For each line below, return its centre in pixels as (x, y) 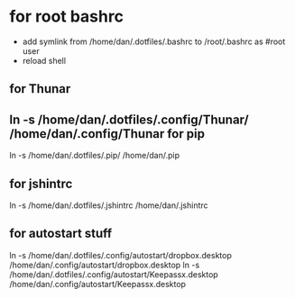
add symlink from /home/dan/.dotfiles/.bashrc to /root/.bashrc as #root (154, 41)
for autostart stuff (61, 234)
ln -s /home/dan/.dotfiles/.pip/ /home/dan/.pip (95, 156)
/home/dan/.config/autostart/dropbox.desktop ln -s (105, 265)
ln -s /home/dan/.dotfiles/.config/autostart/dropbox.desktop (121, 255)
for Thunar (40, 89)
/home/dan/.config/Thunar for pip (107, 134)
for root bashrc (67, 17)
